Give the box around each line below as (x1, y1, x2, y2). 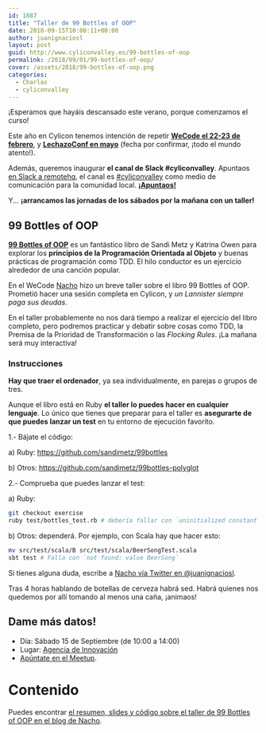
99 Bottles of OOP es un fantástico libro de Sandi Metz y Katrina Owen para (8, 240, 257, 250)
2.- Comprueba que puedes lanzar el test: (8, 479, 145, 488)
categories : (8, 71, 48, 79)
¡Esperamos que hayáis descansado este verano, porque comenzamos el (8, 107, 249, 117)
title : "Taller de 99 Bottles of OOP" (8, 19, 137, 27)
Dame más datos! (8, 615, 97, 629)
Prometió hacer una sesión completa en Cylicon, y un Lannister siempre (8, 289, 244, 299)
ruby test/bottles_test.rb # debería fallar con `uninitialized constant (8, 517, 258, 525)
